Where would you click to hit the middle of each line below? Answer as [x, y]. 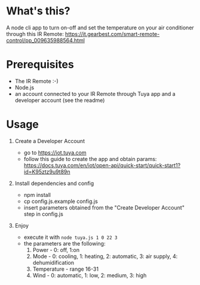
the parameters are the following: [64, 243]
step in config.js [44, 214]
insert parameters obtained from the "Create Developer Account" [104, 207]
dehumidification [53, 262]
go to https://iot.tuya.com [55, 152]
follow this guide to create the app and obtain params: [90, 159]
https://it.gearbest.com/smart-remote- [112, 34]
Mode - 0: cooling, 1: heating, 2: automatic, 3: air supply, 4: [105, 256]
